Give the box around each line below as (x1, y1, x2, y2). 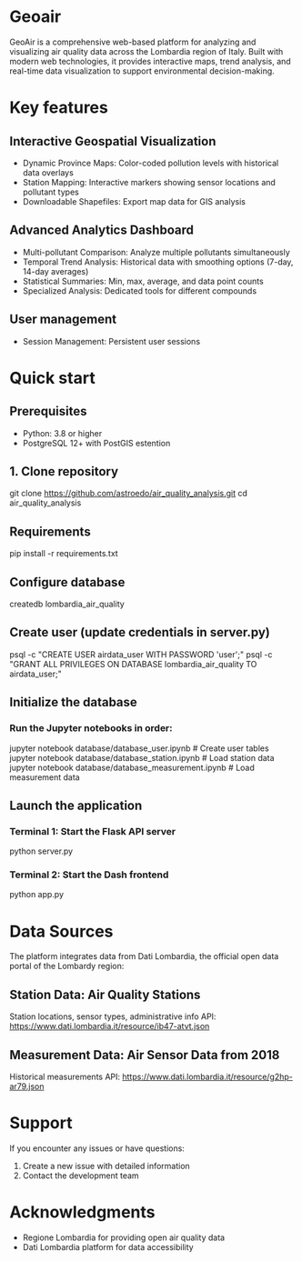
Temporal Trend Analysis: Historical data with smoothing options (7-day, (22, 256, 294, 267)
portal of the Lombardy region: (9, 961, 125, 972)
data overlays (22, 166, 75, 178)
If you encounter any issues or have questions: (9, 1143, 185, 1154)
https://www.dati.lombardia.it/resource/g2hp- (122, 1071, 294, 1083)
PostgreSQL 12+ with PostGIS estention (22, 437, 171, 448)
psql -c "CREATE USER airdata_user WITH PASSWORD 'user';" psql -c (9, 648, 273, 660)
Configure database (9, 575, 126, 590)
